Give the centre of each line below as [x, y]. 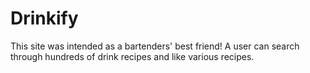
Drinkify [44, 18]
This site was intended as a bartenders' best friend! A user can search [155, 46]
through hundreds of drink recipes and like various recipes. [132, 56]
